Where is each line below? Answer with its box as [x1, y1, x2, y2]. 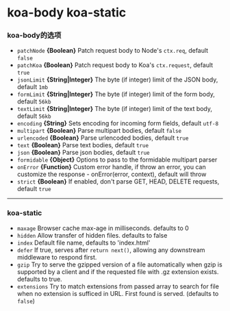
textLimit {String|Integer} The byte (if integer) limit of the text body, [16, 105, 213, 113]
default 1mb [16, 83, 49, 91]
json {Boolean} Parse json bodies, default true [16, 149, 150, 157]
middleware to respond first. [16, 253, 97, 261]
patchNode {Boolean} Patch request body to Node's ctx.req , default [16, 47, 209, 55]
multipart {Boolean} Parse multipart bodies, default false [16, 127, 182, 135]
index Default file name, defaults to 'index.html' [16, 238, 151, 247]
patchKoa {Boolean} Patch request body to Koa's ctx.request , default [16, 61, 214, 69]
